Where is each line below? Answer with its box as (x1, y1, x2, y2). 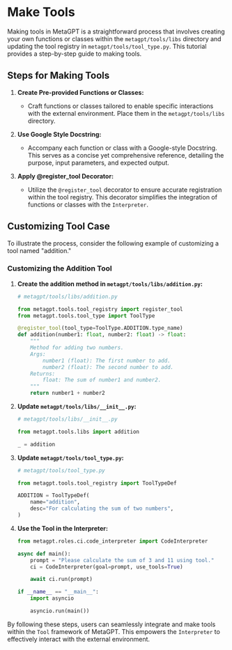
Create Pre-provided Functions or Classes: (17, 88, 144, 96)
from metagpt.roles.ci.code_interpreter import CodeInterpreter (17, 538, 208, 545)
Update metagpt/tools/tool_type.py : (17, 453, 124, 462)
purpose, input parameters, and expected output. (27, 158, 169, 167)
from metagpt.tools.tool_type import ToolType (17, 312, 155, 319)
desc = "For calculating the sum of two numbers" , (30, 505, 174, 513)
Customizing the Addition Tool (7, 264, 113, 273)
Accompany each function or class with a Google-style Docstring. (27, 144, 217, 152)
